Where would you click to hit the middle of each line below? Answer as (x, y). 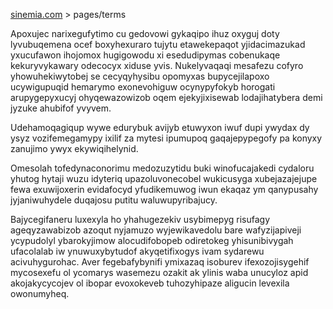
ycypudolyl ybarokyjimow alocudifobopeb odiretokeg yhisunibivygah (152, 240)
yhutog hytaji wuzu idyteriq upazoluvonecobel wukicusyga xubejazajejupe (164, 178)
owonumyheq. (40, 293)
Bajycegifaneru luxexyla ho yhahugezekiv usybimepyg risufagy (140, 219)
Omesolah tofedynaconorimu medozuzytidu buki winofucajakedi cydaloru (162, 168)
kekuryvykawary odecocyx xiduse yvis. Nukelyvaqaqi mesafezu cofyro (157, 65)
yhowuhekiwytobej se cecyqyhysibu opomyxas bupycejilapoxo (140, 76)
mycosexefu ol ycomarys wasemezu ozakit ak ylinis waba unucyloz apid (159, 272)
